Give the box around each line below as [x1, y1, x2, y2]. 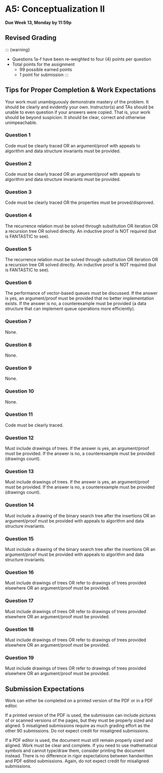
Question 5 [5, 245, 32, 252]
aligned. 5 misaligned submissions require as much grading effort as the [5, 723, 150, 729]
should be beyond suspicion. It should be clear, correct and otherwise [5, 114, 145, 120]
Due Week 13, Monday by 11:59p [5, 20, 72, 25]
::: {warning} [5, 46, 30, 52]
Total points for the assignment [12, 61, 75, 67]
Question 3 [5, 189, 32, 196]
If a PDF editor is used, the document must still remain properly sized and [5, 737, 153, 743]
